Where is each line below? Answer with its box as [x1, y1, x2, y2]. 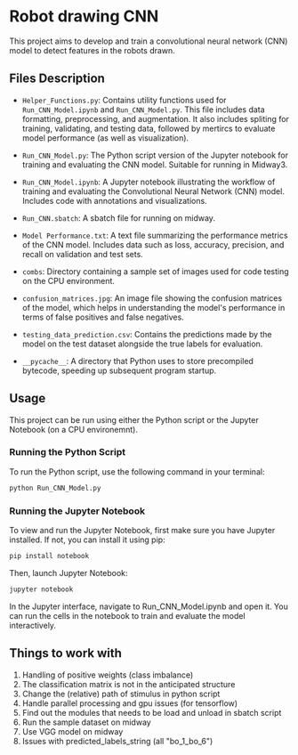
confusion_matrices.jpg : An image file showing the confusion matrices [21, 292, 283, 304]
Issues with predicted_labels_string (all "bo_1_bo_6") [21, 735, 213, 746]
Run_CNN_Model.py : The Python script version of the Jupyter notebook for [21, 150, 289, 160]
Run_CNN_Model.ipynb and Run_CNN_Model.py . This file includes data [21, 104, 265, 115]
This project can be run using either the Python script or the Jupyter [9, 414, 260, 425]
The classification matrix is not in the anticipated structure [21, 678, 236, 689]
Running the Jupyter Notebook [9, 505, 145, 517]
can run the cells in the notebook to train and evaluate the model [9, 610, 246, 621]
